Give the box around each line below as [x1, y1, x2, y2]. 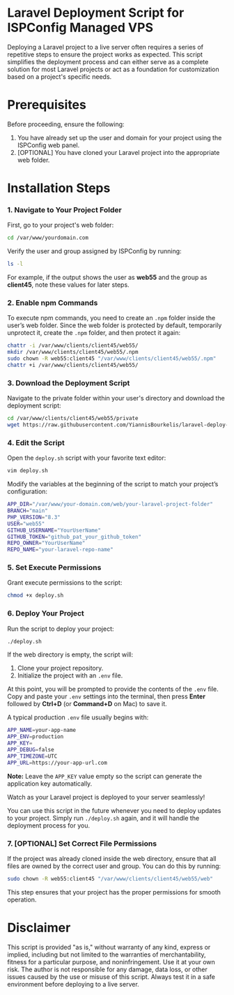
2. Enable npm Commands [7, 298, 98, 308]
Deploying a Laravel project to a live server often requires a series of [7, 43, 204, 51]
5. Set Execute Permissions [7, 563, 102, 573]
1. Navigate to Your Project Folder [7, 204, 122, 214]
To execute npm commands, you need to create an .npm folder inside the [7, 314, 216, 322]
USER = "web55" [7, 520, 45, 528]
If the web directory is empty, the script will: [7, 650, 134, 659]
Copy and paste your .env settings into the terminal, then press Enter [7, 692, 205, 701]
